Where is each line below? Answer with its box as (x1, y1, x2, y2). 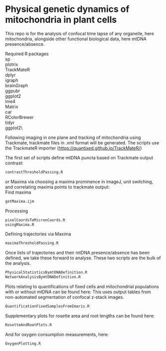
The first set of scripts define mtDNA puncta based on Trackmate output (5, 154, 154, 160)
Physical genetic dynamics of (5, 3, 130, 15)
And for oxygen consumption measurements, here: (5, 331, 109, 337)
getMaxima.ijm (5, 199, 35, 204)
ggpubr (5, 88, 20, 94)
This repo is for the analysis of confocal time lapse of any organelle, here (5, 30, 155, 36)
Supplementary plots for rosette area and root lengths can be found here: (5, 313, 155, 319)
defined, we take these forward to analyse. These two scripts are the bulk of (5, 255, 161, 261)
